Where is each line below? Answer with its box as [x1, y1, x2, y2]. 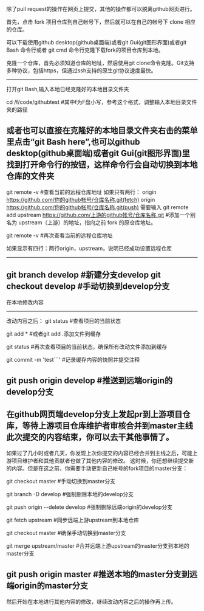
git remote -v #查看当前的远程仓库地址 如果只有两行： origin [6, 188, 157, 196]
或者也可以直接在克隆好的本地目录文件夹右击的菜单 [6, 125, 198, 136]
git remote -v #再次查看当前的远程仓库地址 [6, 232, 114, 239]
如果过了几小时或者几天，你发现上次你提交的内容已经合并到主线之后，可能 [6, 449, 192, 457]
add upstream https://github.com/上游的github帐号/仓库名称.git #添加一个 [6, 211, 191, 218]
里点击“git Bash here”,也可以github [6, 137, 141, 147]
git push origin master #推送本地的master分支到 [6, 569, 189, 579]
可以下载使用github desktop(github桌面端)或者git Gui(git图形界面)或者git [6, 39, 187, 46]
